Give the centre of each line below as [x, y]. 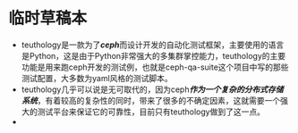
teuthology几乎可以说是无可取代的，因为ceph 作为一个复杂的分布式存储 [152, 89]
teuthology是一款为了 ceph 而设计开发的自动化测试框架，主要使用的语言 [153, 45]
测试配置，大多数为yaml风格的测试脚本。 [97, 78]
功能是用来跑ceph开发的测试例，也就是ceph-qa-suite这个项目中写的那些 [155, 67]
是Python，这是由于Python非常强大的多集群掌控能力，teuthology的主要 [153, 55]
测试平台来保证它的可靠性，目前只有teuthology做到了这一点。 [151, 112]
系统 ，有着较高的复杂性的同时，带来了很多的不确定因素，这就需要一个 [151, 100]
